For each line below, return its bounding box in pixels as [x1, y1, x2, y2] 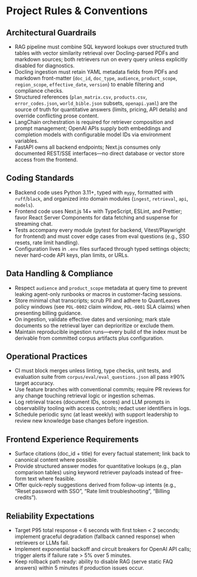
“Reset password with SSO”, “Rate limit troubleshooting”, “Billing [14, 488, 171, 495]
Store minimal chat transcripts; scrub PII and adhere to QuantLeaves [14, 297, 181, 304]
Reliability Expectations [6, 511, 95, 521]
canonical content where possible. [14, 456, 98, 464]
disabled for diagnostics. [14, 62, 75, 69]
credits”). [14, 494, 38, 501]
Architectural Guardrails [6, 28, 96, 38]
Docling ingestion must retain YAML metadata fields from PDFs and [14, 68, 178, 75]
